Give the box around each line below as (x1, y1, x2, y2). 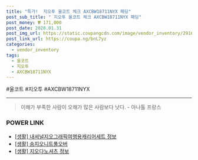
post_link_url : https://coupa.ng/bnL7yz (6, 36, 107, 42)
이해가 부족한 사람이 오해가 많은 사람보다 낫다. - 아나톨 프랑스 (20, 104, 161, 111)
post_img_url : (6, 31, 41, 36)
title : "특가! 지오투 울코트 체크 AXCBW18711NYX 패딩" (6, 8, 131, 15)
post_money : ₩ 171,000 (6, 19, 62, 25)
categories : (6, 42, 35, 48)
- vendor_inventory (11, 47, 60, 53)
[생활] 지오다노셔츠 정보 (14, 148, 70, 155)
